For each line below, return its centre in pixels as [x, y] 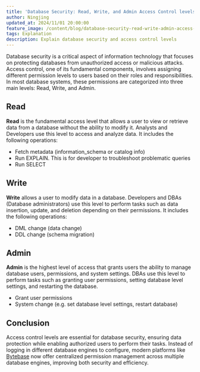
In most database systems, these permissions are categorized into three [95, 82]
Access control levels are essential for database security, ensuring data [94, 337]
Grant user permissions [43, 298]
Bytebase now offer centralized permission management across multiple [95, 356]
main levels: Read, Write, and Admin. [51, 88]
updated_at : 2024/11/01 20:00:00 [48, 23]
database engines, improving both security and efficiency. [77, 363]
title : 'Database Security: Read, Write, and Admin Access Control [92, 12]
